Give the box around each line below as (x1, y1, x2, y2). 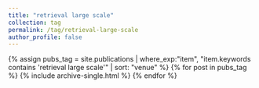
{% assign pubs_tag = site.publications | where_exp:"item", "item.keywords (8, 55, 251, 64)
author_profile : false (8, 33, 82, 41)
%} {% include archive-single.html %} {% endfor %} (8, 71, 178, 80)
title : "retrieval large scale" (8, 11, 114, 19)
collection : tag (8, 19, 61, 26)
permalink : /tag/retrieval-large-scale (8, 26, 139, 33)
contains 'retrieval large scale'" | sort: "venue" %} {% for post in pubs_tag (8, 63, 247, 72)
